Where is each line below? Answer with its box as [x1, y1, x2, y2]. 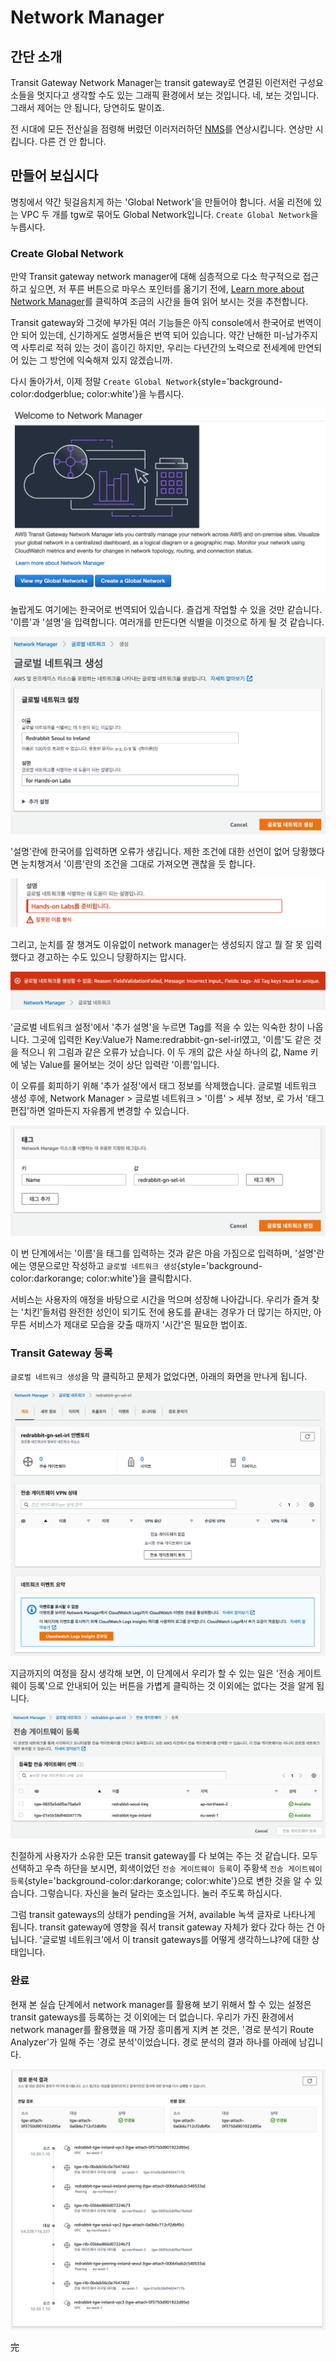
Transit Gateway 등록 [10, 1346, 113, 1360]
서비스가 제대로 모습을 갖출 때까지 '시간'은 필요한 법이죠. [28, 1318, 248, 1330]
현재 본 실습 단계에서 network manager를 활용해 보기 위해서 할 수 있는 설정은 [10, 1998, 312, 2010]
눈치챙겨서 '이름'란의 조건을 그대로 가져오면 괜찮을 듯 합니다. [20, 857, 256, 870]
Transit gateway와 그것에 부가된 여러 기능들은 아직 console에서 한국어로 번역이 [10, 317, 322, 329]
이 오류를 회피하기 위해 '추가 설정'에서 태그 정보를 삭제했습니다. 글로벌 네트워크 [10, 1079, 317, 1091]
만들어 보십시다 [10, 167, 99, 185]
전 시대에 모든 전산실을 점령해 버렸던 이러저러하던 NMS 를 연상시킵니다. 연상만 [10, 123, 313, 135]
